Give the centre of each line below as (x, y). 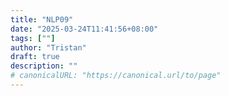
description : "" (44, 66)
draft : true (35, 57)
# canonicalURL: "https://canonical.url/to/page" (116, 76)
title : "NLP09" (42, 19)
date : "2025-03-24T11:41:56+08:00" (84, 29)
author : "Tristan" (48, 47)
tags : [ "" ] (33, 38)
